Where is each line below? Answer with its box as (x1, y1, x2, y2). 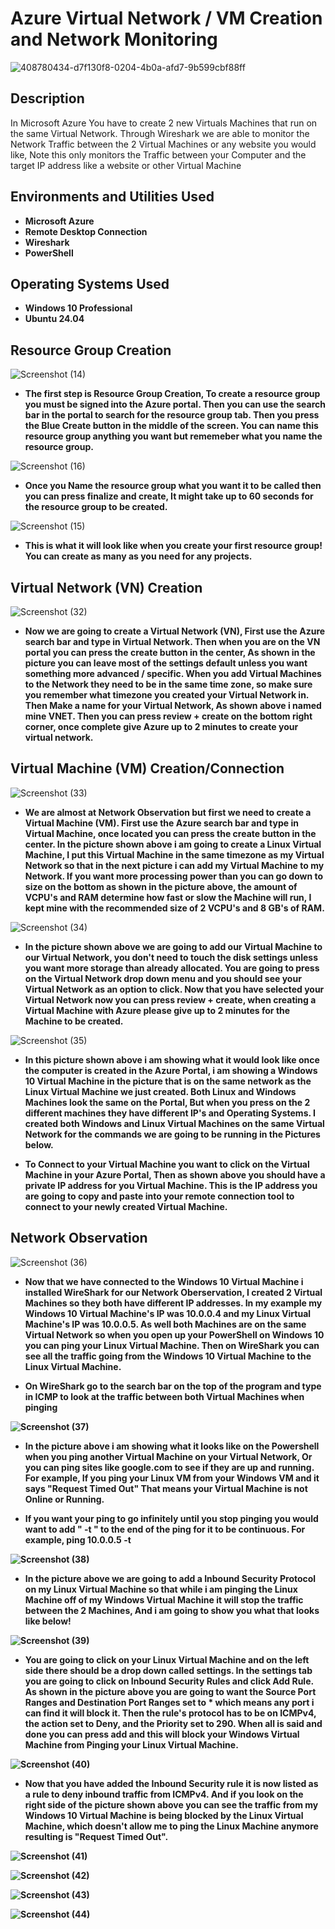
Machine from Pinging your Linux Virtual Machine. (24, 1738, 239, 1751)
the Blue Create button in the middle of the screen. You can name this (24, 420, 319, 432)
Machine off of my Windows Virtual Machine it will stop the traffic (24, 1593, 304, 1606)
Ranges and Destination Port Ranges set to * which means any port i (24, 1696, 315, 1708)
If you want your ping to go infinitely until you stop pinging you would (24, 1512, 319, 1524)
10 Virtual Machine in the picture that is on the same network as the (24, 1075, 312, 1087)
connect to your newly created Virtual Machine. (24, 1200, 228, 1212)
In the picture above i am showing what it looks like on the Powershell (24, 1440, 320, 1452)
